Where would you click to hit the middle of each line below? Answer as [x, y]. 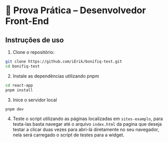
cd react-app [19, 85]
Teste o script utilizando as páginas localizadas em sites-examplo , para [88, 119]
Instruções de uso [34, 40]
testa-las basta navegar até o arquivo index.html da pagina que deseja [87, 124]
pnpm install [19, 90]
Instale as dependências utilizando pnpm [56, 76]
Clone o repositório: [33, 52]
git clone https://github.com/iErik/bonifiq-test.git [64, 62]
